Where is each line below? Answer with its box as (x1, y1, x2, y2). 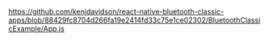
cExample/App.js (8, 24, 65, 33)
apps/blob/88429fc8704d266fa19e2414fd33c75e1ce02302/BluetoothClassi (8, 15, 261, 25)
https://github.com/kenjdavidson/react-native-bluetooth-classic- (8, 7, 225, 16)
